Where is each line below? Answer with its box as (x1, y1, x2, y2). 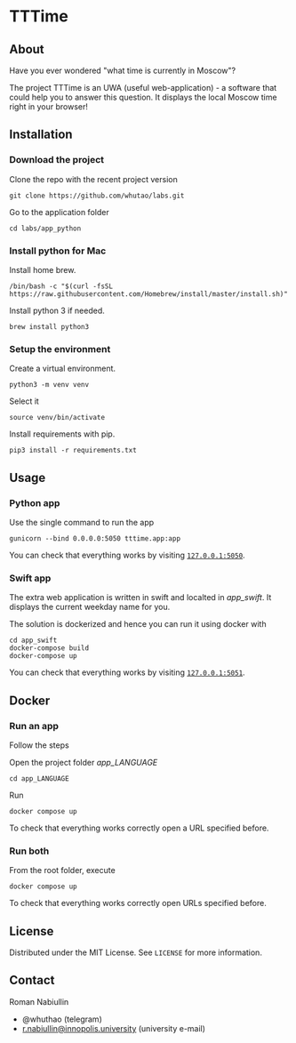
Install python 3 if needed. (9, 305, 105, 316)
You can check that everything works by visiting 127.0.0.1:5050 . (9, 550, 246, 560)
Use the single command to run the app (9, 517, 155, 527)
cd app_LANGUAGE (9, 774, 69, 783)
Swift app (9, 572, 52, 584)
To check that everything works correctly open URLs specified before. (9, 898, 267, 909)
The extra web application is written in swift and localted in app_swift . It (9, 592, 272, 603)
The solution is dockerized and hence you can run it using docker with (9, 619, 267, 630)
